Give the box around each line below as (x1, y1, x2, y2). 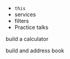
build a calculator (5, 36, 49, 42)
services (14, 11, 36, 18)
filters (14, 17, 30, 24)
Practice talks (14, 23, 49, 31)
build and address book (5, 47, 65, 54)
